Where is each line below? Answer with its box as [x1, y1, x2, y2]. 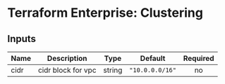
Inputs [7, 33, 37, 45]
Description [47, 54, 87, 63]
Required [183, 54, 214, 63]
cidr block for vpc [37, 65, 97, 75]
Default [140, 54, 166, 63]
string [103, 65, 123, 75]
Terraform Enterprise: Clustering [7, 5, 203, 21]
